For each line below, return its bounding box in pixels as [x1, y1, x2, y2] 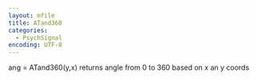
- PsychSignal [15, 33, 62, 42]
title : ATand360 [8, 19, 62, 27]
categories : [8, 26, 48, 34]
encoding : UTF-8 [8, 41, 62, 49]
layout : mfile [8, 11, 56, 20]
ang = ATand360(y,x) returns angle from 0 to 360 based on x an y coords [8, 63, 250, 72]
